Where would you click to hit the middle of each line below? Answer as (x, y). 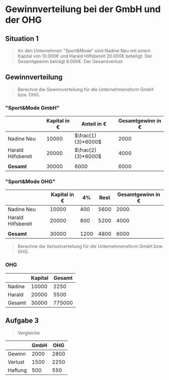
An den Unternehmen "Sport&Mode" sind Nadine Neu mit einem (84, 51)
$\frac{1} (86, 136)
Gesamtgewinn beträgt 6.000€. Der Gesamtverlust (70, 61)
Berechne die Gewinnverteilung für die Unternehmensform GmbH (86, 89)
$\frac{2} (86, 150)
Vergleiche (29, 333)
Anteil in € (94, 124)
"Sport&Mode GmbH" (32, 108)
